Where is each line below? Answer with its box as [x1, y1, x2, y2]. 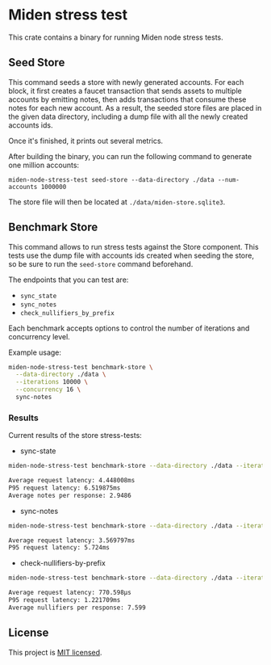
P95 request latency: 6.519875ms [8, 483, 121, 492]
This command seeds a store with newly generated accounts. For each [8, 77, 244, 86]
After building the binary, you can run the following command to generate [8, 151, 252, 161]
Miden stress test [8, 6, 127, 24]
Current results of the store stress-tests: [8, 431, 143, 440]
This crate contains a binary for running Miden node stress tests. [8, 32, 223, 42]
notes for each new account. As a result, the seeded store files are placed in [8, 103, 262, 112]
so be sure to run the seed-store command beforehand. [8, 259, 194, 268]
